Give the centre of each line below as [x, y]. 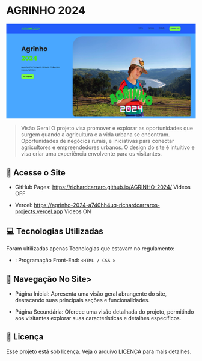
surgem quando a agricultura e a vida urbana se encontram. [95, 135]
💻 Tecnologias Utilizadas [55, 231]
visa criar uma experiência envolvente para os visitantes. [91, 154]
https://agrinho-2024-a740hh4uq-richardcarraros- [97, 205]
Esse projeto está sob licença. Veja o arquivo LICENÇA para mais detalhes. [99, 351]
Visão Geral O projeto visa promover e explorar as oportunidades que [107, 128]
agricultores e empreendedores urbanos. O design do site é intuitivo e [108, 147]
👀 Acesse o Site [36, 173]
